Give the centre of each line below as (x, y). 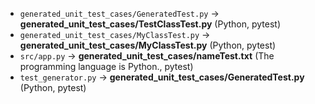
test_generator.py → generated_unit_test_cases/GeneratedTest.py (162, 77)
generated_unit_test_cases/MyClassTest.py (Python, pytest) (148, 45)
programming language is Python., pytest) (106, 66)
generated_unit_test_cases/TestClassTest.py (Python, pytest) (150, 24)
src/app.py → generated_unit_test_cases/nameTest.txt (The (147, 56)
